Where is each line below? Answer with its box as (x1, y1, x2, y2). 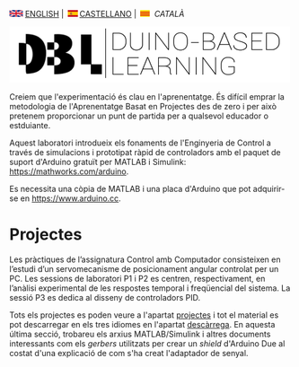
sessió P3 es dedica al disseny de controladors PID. (9, 292, 201, 302)
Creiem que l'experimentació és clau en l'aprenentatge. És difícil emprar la (9, 92, 285, 102)
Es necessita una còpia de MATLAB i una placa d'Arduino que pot (9, 184, 251, 194)
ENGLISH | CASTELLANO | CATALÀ (24, 9, 185, 19)
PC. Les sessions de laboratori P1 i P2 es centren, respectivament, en (9, 273, 266, 284)
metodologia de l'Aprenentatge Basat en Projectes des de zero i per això (9, 101, 277, 111)
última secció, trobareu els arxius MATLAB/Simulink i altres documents (9, 328, 271, 339)
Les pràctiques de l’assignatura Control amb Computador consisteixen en (9, 254, 281, 265)
